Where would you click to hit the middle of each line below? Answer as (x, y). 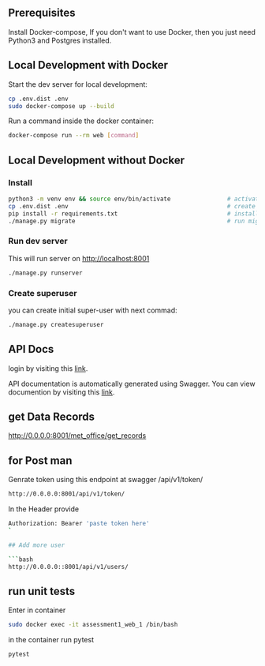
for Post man (40, 460)
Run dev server (38, 241)
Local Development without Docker (97, 160)
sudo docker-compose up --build (61, 106)
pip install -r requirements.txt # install (134, 213)
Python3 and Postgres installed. (60, 40)
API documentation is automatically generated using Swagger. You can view (132, 384)
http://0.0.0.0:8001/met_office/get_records (77, 436)
